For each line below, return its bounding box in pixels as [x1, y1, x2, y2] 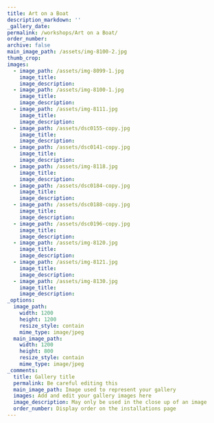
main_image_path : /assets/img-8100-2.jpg [7, 49, 128, 56]
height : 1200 [19, 316, 57, 323]
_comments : [7, 367, 38, 374]
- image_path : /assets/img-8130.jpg [13, 278, 118, 285]
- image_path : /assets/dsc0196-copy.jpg [13, 220, 130, 227]
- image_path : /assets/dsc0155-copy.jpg [13, 125, 130, 132]
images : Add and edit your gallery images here [13, 392, 152, 400]
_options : [7, 297, 36, 304]
